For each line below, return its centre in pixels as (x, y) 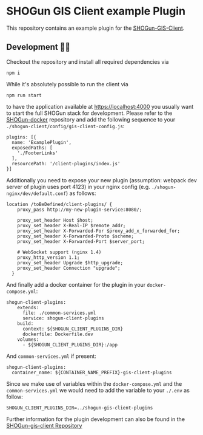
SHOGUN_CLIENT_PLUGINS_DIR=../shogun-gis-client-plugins (80, 408)
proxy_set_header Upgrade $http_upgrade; (70, 262)
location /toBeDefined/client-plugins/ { (59, 204)
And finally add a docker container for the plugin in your (76, 284)
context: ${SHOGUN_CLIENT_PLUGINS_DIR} (72, 329)
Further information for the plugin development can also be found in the (96, 419)
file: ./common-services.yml (59, 313)
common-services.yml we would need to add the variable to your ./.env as (98, 390)
